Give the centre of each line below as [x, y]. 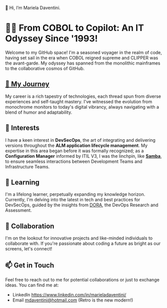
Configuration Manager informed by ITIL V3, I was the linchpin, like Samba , [83, 156]
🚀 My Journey [27, 84]
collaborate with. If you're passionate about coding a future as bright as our [83, 243]
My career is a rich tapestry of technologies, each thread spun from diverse [83, 96]
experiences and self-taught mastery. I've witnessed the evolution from [79, 101]
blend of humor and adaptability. [39, 112]
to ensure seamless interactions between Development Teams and [74, 161]
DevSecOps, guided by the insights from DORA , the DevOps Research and [82, 205]
